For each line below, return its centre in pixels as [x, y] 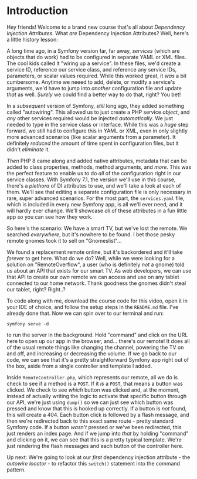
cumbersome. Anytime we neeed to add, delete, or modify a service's [91, 82]
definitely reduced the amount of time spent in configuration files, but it [93, 143]
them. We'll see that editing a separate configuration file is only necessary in [99, 192]
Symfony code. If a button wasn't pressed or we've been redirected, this [94, 427]
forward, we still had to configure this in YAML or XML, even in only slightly [97, 131]
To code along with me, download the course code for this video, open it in [97, 301]
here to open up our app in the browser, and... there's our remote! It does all [98, 341]
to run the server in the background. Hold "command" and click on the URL [97, 335]
